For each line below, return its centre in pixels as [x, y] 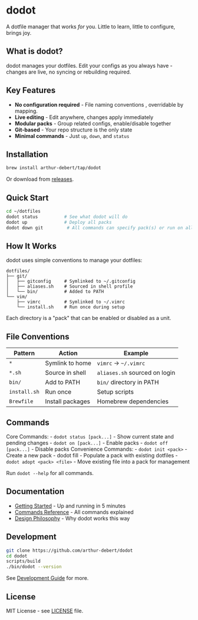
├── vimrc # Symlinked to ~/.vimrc [71, 302]
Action [68, 353]
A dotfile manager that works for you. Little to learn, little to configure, [91, 27]
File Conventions [38, 337]
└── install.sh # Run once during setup [71, 307]
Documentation [35, 492]
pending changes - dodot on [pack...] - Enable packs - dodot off [87, 443]
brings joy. [19, 32]
